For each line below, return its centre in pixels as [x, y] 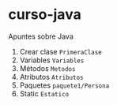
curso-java [45, 15]
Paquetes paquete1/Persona [64, 85]
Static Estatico [44, 93]
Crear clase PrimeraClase [61, 51]
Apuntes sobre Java [41, 36]
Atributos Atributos [52, 77]
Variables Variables [52, 60]
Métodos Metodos [47, 68]
